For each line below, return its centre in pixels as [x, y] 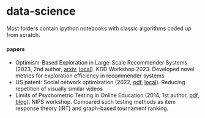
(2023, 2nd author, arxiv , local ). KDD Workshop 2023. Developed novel [105, 69]
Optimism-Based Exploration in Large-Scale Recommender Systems [101, 63]
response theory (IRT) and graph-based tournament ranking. [92, 108]
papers [16, 49]
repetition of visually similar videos [59, 89]
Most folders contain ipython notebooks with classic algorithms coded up [99, 28]
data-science [41, 11]
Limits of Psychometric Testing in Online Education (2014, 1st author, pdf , [107, 95]
